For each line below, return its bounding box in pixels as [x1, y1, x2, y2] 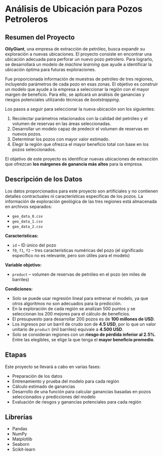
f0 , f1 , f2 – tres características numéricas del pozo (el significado [12, 247, 144, 253]
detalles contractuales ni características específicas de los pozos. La [5, 193, 144, 199]
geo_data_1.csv [12, 219, 43, 224]
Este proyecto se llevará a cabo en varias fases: [5, 364, 101, 369]
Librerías [5, 413, 33, 421]
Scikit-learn [12, 446, 36, 453]
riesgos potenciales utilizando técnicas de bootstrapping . [5, 97, 120, 103]
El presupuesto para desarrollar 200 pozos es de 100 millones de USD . [12, 316, 155, 322]
